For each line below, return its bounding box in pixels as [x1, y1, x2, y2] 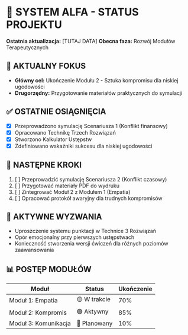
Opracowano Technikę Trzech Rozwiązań [14, 129, 116, 136]
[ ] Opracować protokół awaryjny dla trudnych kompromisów [14, 194, 163, 202]
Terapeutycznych [6, 44, 49, 51]
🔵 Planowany [76, 320, 113, 328]
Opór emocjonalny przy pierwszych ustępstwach [14, 234, 135, 241]
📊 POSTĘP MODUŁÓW [6, 264, 92, 275]
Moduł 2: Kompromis [9, 308, 67, 317]
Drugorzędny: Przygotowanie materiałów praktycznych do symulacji [14, 89, 183, 97]
